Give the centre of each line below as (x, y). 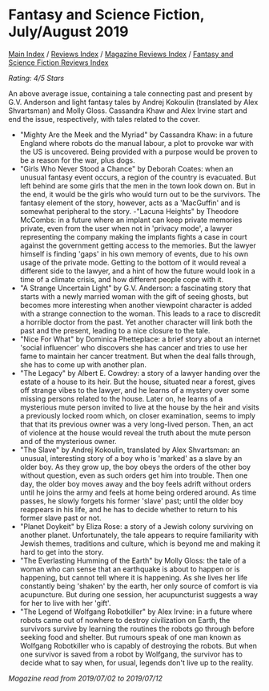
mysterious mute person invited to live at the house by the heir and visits (140, 407)
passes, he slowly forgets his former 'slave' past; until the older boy (131, 501)
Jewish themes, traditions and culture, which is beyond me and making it (140, 544)
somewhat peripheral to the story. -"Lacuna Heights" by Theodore (129, 211)
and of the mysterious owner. (68, 441)
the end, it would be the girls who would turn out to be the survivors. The (140, 194)
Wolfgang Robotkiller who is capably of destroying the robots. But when (139, 645)
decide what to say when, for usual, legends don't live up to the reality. (137, 662)
